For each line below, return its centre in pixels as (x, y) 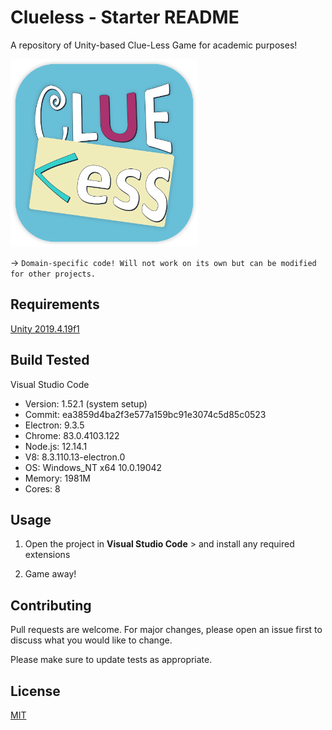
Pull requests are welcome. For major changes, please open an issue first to (166, 630)
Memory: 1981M (57, 478)
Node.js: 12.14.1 (56, 446)
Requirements (55, 304)
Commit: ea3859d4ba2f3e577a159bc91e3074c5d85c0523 (145, 414)
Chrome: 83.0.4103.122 (72, 435)
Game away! (50, 574)
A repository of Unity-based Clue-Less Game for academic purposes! (154, 45)
